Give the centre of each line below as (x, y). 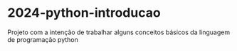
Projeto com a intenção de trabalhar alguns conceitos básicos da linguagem (118, 32)
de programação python (43, 39)
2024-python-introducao (84, 13)
